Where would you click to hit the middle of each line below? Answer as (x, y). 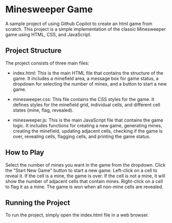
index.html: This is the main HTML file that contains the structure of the (88, 73)
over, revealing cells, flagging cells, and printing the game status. (81, 136)
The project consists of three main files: (47, 63)
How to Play (25, 153)
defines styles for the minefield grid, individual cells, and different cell (87, 105)
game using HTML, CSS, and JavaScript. (48, 34)
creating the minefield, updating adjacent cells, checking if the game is (88, 131)
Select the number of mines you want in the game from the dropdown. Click (85, 165)
